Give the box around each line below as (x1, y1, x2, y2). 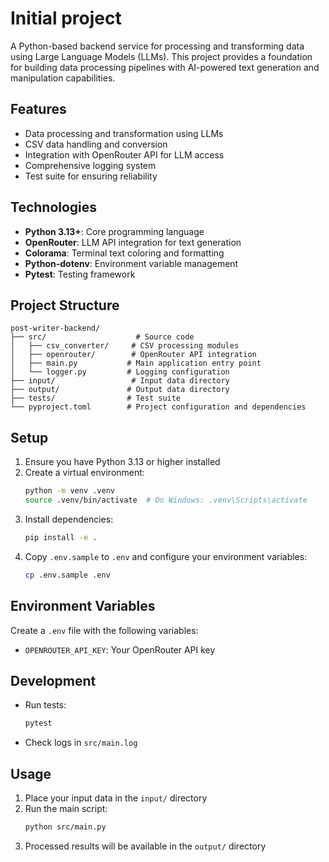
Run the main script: (24, 803, 108, 814)
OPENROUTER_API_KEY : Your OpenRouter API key (24, 643, 216, 656)
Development (10, 672, 97, 689)
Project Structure (10, 297, 120, 314)
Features (10, 101, 67, 118)
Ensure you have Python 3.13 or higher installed (24, 456, 221, 468)
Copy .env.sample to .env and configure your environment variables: (24, 550, 308, 562)
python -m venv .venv (24, 486, 115, 496)
